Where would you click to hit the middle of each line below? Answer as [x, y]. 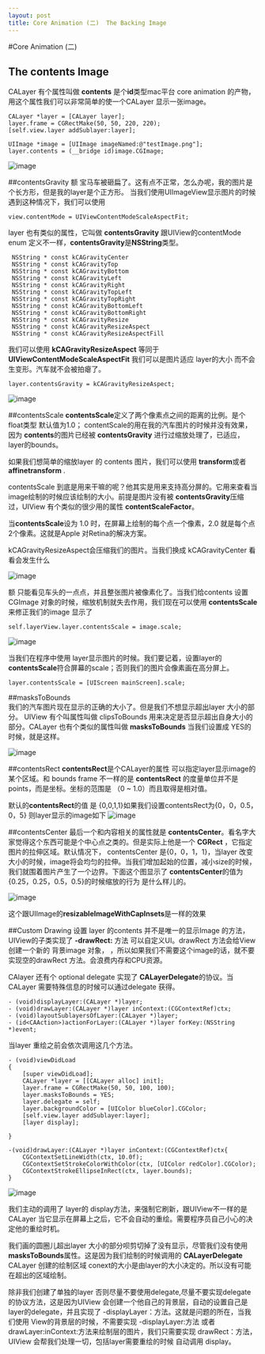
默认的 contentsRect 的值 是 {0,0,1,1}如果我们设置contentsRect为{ [113, 806]
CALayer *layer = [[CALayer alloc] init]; [93, 1081]
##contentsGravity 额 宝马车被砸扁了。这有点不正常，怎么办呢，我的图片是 [131, 182]
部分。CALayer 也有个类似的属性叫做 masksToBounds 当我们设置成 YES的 [130, 727]
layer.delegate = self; [62, 1102]
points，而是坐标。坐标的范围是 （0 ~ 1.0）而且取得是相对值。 [110, 789]
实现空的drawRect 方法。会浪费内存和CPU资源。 [88, 960]
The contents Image [59, 72]
